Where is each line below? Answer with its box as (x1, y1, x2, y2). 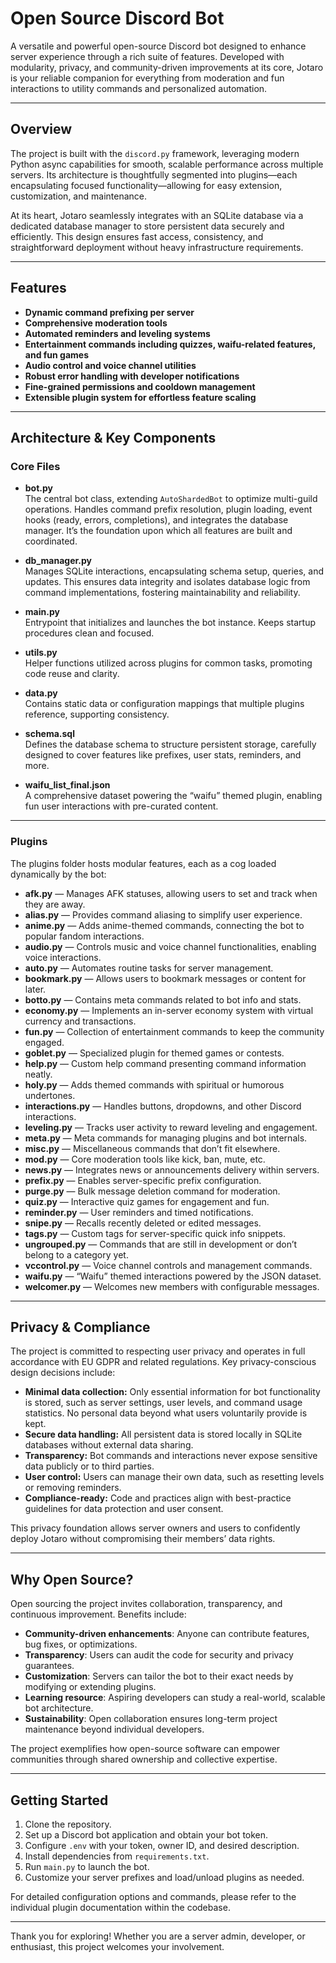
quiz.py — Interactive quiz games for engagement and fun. (24, 1195, 270, 1207)
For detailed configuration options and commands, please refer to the (10, 1890, 297, 1902)
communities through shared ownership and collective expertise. (10, 1753, 278, 1766)
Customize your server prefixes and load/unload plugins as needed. (24, 1871, 305, 1883)
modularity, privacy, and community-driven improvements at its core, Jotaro (10, 61, 324, 73)
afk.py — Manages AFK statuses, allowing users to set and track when (24, 887, 318, 899)
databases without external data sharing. (24, 1439, 194, 1451)
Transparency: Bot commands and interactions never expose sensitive (24, 1450, 318, 1462)
